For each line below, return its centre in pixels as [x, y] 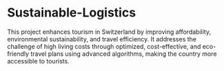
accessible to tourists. [39, 61]
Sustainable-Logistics [72, 13]
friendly [18, 54]
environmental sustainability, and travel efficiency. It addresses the [102, 39]
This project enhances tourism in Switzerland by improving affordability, [109, 32]
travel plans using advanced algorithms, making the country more [124, 54]
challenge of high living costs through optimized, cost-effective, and [104, 46]
